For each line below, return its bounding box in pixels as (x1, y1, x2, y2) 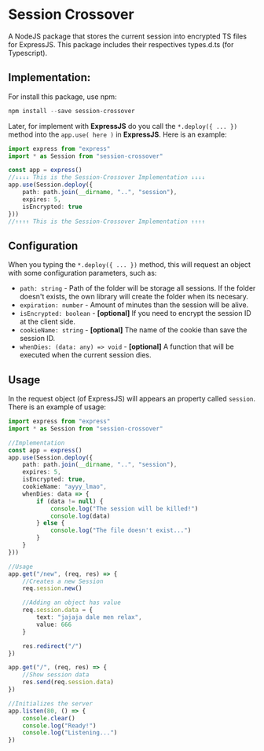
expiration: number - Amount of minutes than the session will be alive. (19, 300, 249, 310)
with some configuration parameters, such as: (8, 269, 157, 278)
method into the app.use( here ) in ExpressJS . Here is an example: (8, 130, 227, 139)
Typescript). (8, 48, 48, 57)
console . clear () (22, 714, 76, 722)
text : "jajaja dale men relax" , (36, 614, 143, 621)
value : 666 (36, 621, 72, 628)
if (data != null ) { (36, 497, 104, 505)
